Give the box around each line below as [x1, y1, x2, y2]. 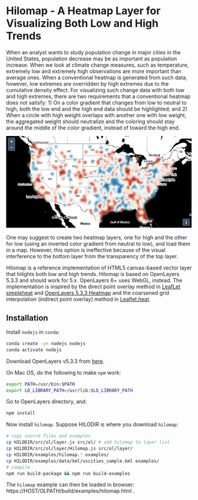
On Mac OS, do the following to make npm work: [6, 369, 121, 376]
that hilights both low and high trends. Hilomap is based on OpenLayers [6, 271, 180, 278]
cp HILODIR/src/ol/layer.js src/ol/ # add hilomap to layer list [6, 439, 170, 446]
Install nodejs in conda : [6, 328, 60, 335]
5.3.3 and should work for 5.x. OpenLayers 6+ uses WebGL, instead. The [6, 277, 183, 284]
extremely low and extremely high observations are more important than [6, 67, 181, 74]
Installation [6, 313, 48, 323]
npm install [6, 410, 35, 416]
